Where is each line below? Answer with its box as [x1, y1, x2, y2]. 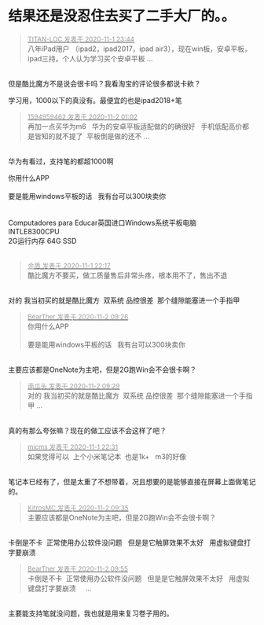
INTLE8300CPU [8, 226, 60, 236]
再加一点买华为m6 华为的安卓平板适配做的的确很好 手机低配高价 [27, 121, 243, 131]
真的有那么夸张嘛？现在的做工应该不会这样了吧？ [8, 425, 167, 435]
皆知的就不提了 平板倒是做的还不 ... [34, 131, 150, 141]
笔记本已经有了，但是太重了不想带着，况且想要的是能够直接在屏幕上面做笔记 [8, 476, 256, 486]
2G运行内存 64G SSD [8, 236, 77, 245]
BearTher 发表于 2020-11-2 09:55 [27, 564, 128, 573]
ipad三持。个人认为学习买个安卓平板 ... [27, 53, 153, 63]
